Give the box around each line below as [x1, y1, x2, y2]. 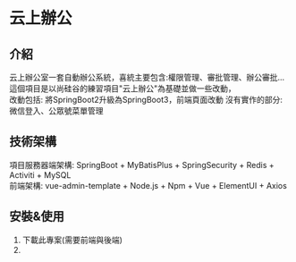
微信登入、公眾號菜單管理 [9, 106, 104, 116]
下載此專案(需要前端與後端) [21, 234, 123, 245]
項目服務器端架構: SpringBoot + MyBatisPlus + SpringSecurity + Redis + [9, 159, 275, 170]
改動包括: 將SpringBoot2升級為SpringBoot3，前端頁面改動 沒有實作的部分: [9, 95, 283, 105]
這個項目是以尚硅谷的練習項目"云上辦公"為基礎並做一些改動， [9, 83, 237, 94]
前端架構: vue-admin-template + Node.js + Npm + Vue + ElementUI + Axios [9, 180, 288, 190]
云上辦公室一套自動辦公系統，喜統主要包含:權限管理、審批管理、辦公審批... [9, 72, 285, 82]
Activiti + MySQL [9, 169, 72, 180]
